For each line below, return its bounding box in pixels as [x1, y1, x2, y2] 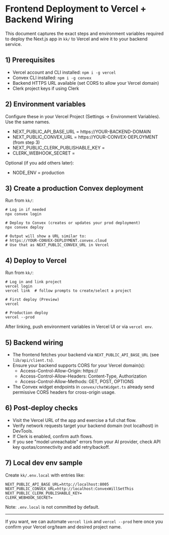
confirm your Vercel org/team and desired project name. [5, 523, 122, 530]
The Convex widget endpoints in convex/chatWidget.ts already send [12, 384, 154, 390]
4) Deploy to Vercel [5, 256, 67, 265]
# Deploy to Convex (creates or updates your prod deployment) [5, 221, 141, 226]
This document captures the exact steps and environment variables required [5, 30, 164, 36]
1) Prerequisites [5, 56, 55, 65]
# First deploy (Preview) [5, 297, 59, 302]
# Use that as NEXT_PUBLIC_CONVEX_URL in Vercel [5, 243, 109, 248]
